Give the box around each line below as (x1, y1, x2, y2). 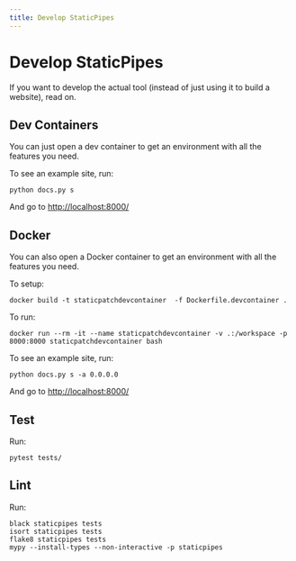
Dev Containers (9, 117, 99, 132)
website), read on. (9, 91, 76, 102)
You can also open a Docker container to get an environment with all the (9, 251, 277, 262)
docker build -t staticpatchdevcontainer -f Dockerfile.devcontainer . (9, 296, 288, 305)
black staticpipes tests (9, 519, 103, 528)
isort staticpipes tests (9, 527, 103, 536)
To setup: (9, 278, 45, 289)
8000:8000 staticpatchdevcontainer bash (9, 337, 164, 347)
